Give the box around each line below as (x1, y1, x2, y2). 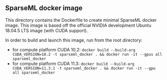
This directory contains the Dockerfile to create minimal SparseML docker (5, 17, 157, 23)
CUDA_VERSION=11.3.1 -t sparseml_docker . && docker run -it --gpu (12, 66, 156, 71)
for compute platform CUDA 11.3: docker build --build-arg (12, 60, 135, 66)
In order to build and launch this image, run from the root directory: (5, 37, 143, 43)
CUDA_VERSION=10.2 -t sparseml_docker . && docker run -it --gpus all (12, 52, 163, 57)
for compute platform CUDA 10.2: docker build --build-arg (12, 46, 136, 52)
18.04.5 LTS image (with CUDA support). (5, 27, 88, 34)
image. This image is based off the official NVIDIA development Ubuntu (5, 22, 152, 28)
